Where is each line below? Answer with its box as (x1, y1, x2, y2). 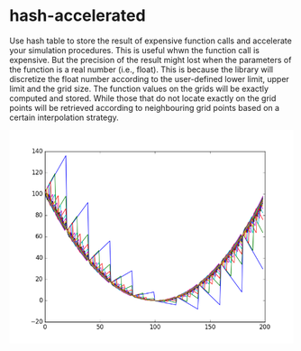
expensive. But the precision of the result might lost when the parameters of (9, 54, 292, 65)
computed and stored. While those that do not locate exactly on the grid (9, 92, 277, 104)
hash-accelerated (9, 5, 146, 26)
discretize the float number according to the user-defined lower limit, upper (9, 73, 290, 84)
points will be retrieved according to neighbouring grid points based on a (9, 102, 280, 113)
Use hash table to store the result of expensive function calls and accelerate (9, 35, 293, 46)
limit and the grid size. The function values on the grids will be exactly (9, 83, 269, 94)
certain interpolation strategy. (9, 112, 119, 123)
